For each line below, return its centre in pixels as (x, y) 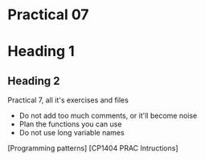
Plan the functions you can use (70, 124)
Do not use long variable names (72, 133)
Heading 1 (41, 52)
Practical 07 (48, 15)
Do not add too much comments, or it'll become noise (108, 116)
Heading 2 (34, 80)
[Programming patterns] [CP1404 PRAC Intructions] (93, 148)
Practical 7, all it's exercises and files (68, 100)
